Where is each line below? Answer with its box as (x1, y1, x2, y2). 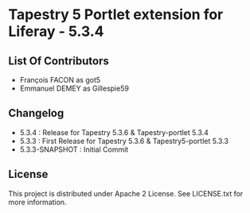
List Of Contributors (8, 54, 110, 68)
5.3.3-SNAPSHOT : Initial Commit (19, 145, 129, 154)
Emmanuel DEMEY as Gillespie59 (19, 83, 130, 93)
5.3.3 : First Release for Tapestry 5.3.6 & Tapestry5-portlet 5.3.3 (19, 136, 229, 145)
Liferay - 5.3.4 (8, 22, 104, 41)
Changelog (8, 106, 64, 120)
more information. (8, 197, 67, 207)
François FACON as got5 (19, 76, 101, 84)
